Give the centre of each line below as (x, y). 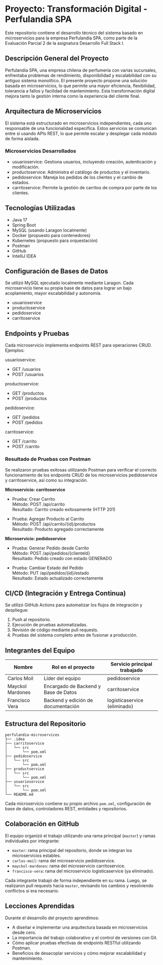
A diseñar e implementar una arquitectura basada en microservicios (80, 927)
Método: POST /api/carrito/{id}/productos (54, 524)
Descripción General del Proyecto (57, 59)
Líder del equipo (62, 678)
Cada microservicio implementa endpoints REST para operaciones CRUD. (78, 345)
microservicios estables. (36, 856)
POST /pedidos (27, 422)
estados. (21, 182)
